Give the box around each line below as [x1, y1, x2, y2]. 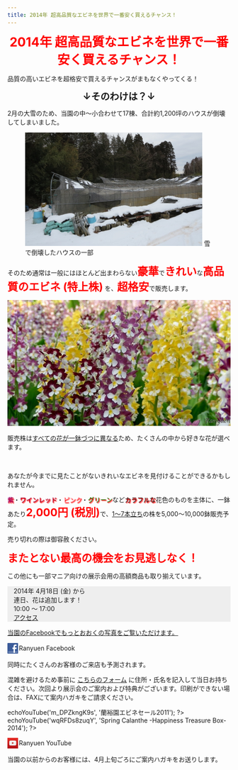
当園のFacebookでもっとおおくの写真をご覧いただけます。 [7, 628, 178, 637]
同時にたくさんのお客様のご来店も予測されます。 [7, 660, 150, 669]
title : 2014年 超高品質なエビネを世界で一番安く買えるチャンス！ [7, 11, 177, 18]
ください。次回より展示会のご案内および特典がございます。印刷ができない [7, 684, 225, 693]
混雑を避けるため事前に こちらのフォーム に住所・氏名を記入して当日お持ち [7, 675, 228, 683]
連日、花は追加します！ [13, 596, 82, 604]
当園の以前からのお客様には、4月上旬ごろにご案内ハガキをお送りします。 [7, 755, 222, 764]
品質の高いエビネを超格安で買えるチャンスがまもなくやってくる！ [7, 74, 199, 83]
